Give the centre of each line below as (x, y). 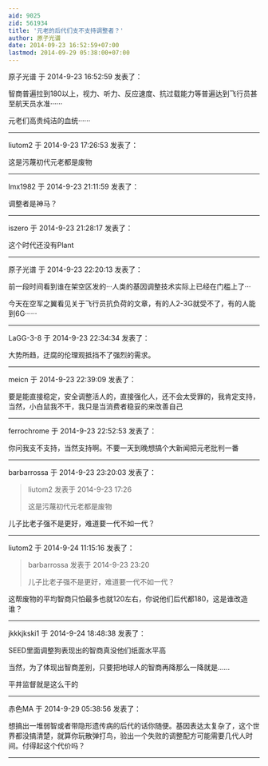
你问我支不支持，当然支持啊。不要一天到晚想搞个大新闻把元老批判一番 (124, 448)
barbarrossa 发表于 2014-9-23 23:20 (89, 565)
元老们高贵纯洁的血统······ (49, 120)
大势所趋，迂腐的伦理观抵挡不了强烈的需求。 (82, 355)
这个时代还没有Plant (41, 245)
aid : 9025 (25, 16)
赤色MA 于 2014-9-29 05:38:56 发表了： (75, 709)
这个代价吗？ (64, 746)
